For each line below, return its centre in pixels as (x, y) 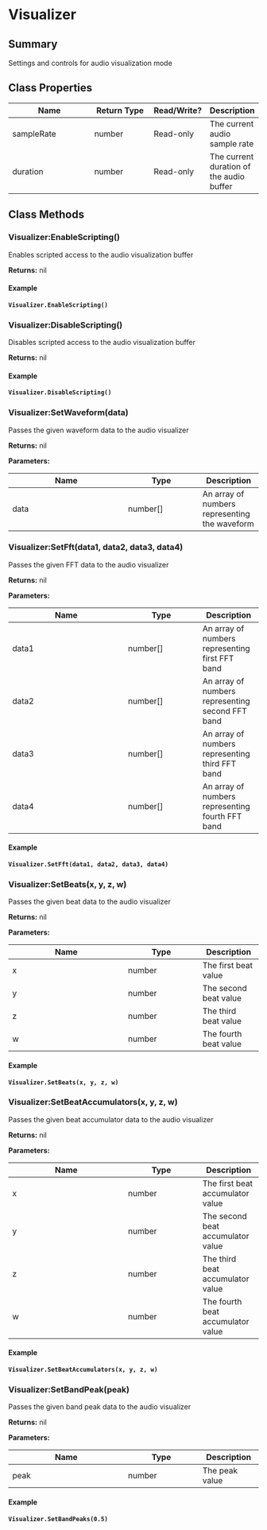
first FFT (218, 658)
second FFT (225, 711)
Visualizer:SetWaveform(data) (68, 413)
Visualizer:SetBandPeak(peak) (69, 1389)
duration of (230, 166)
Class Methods (46, 215)
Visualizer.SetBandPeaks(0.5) (58, 1519)
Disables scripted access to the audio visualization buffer (102, 342)
